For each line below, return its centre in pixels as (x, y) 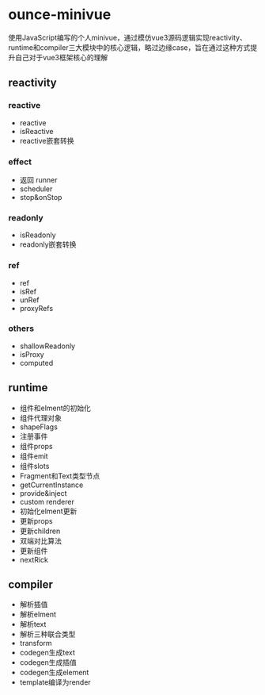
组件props (36, 446)
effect (20, 162)
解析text (33, 624)
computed (36, 363)
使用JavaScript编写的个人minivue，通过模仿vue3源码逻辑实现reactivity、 (127, 37)
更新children (40, 531)
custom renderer (47, 501)
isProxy (32, 354)
